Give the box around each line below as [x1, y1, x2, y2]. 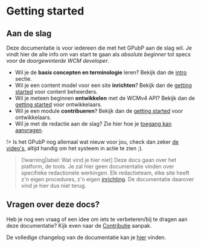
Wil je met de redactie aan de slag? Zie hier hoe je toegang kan [14, 120, 172, 127]
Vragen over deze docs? [6, 199, 100, 210]
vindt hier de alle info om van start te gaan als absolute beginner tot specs [6, 51, 191, 58]
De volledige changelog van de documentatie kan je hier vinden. [6, 234, 167, 241]
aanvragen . [14, 127, 43, 133]
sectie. [14, 75, 32, 82]
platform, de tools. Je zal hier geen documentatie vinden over [21, 163, 174, 170]
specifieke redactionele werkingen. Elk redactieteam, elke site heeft [21, 169, 190, 176]
